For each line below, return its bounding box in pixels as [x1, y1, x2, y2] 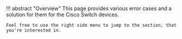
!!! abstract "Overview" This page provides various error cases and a [6, 5, 172, 12]
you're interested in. [6, 27, 61, 33]
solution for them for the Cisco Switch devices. [6, 11, 119, 18]
